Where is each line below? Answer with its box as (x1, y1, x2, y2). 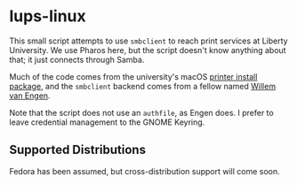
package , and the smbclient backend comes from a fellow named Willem (9, 81, 277, 91)
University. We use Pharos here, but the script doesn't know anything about (9, 44, 286, 55)
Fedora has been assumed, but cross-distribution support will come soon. (9, 166, 280, 176)
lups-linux (9, 6, 86, 27)
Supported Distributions (9, 143, 147, 158)
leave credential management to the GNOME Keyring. (9, 117, 205, 127)
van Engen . (9, 90, 51, 101)
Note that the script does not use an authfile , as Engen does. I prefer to (9, 107, 274, 118)
